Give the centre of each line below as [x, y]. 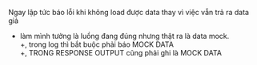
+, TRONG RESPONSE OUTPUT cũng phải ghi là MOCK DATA [121, 53]
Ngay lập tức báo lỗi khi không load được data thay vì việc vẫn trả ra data [129, 12]
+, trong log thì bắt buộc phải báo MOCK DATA [97, 44]
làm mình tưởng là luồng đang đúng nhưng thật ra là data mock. [124, 36]
